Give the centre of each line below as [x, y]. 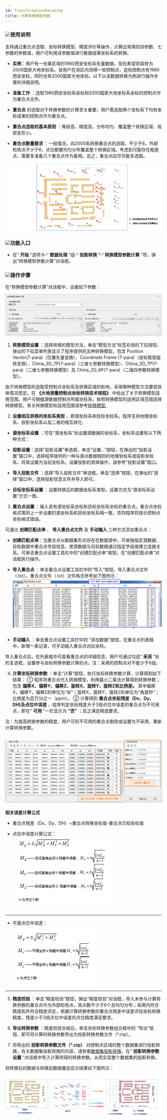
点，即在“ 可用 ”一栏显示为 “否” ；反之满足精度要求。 [67, 711]
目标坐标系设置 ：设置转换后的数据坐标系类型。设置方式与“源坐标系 [81, 490]
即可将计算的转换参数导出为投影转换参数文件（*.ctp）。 [77, 1034]
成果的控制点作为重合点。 [43, 116]
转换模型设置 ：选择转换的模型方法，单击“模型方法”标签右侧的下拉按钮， [87, 345]
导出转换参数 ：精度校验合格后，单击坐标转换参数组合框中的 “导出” [81, 1028]
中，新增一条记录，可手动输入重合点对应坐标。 [60, 646]
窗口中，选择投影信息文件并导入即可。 [58, 479]
